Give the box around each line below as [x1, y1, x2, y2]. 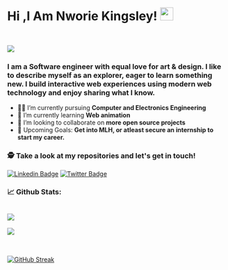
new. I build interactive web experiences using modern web [7, 79, 212, 88]
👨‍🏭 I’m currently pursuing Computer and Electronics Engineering [17, 104, 206, 112]
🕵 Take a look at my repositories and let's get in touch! [7, 151, 196, 161]
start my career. [17, 133, 65, 142]
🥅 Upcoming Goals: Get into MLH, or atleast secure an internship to [17, 126, 214, 134]
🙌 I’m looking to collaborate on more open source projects [17, 118, 186, 127]
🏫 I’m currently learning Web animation [17, 111, 131, 120]
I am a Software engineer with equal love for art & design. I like [7, 61, 222, 71]
